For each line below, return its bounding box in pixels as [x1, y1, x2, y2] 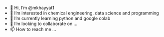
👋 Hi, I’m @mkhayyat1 [9, 5, 55, 10]
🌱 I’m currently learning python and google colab [9, 15, 111, 21]
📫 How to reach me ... [9, 26, 56, 32]
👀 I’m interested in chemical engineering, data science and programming [9, 10, 160, 16]
